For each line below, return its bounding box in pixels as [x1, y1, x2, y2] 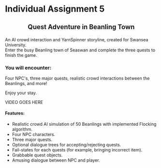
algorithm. [12, 126, 32, 132]
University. [5, 42, 27, 48]
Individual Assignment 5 [5, 3, 105, 15]
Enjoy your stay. [5, 90, 37, 96]
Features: [5, 110, 25, 116]
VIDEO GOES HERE [5, 99, 44, 105]
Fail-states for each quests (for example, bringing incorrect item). [12, 147, 143, 153]
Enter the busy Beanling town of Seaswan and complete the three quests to [5, 47, 156, 53]
